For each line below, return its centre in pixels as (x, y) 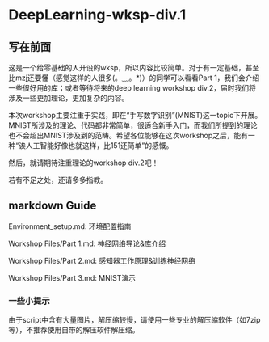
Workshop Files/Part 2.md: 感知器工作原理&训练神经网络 (102, 260)
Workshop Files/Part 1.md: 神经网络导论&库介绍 (87, 243)
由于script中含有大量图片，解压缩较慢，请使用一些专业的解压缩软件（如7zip (134, 320)
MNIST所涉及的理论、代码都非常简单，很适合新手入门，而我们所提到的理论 (133, 125)
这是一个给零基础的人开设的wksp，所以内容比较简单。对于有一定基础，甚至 (134, 68)
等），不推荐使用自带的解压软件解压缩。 (74, 330)
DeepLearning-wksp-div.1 (97, 15)
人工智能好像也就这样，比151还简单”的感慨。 (99, 146)
